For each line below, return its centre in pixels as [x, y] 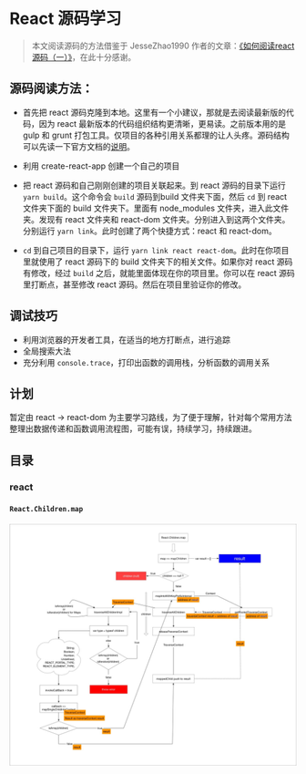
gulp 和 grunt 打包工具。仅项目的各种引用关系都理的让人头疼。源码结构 [156, 135]
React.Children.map [46, 510]
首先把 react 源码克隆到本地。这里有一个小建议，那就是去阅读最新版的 [154, 112]
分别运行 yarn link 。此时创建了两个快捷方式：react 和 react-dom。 [149, 231]
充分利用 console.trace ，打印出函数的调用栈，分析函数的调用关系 [146, 362]
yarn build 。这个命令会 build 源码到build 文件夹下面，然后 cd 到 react [155, 196]
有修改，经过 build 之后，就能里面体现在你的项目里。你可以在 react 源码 [159, 273]
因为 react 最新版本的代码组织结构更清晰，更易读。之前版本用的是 [163, 123]
